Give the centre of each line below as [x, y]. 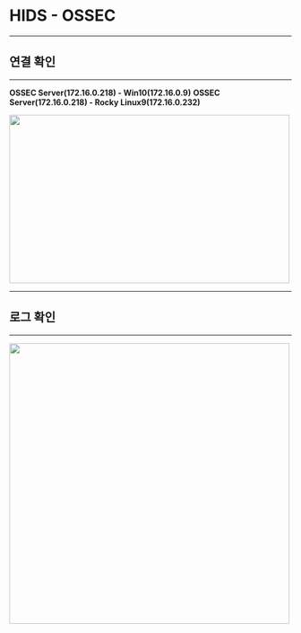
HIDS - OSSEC [63, 16]
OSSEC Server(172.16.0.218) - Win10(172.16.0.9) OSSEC [115, 92]
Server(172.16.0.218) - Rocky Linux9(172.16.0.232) [105, 102]
